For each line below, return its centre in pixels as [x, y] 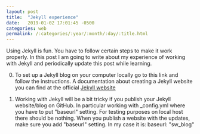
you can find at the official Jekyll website [65, 88]
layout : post [22, 12]
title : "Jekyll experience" [42, 17]
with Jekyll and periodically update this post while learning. [79, 64]
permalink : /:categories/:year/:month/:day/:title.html [77, 34]
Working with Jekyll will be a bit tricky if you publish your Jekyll [93, 99]
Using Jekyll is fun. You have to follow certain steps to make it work [89, 51]
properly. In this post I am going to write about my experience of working [96, 57]
